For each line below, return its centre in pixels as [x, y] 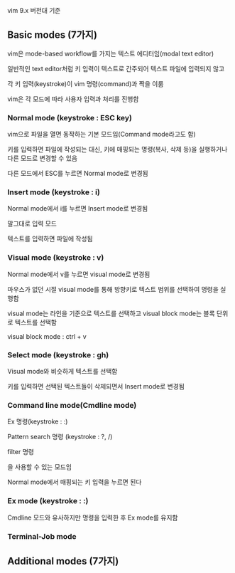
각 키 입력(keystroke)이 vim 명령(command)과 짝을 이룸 [86, 83]
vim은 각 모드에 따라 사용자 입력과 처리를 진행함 [73, 99]
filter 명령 [21, 452]
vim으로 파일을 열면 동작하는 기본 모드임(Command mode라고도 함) [102, 135]
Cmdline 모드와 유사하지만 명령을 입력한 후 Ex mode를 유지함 [93, 517]
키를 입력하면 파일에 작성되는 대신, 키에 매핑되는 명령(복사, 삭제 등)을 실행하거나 [117, 149]
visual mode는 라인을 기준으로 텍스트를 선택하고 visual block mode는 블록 [111, 313]
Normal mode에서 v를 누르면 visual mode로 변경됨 [79, 274]
